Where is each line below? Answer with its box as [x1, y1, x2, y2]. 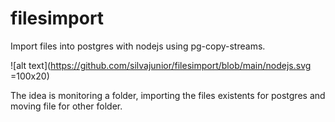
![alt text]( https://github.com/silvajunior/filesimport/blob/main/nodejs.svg [10, 59, 312, 71]
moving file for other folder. [10, 100, 123, 112]
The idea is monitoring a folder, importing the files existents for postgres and [10, 89, 326, 101]
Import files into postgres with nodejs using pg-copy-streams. [10, 40, 266, 52]
